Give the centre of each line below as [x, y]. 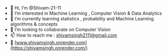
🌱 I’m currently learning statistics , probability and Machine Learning [82, 19]
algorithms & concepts [34, 24]
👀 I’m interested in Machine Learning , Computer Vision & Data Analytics [86, 13]
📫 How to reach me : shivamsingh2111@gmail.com [64, 35]
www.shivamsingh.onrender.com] [52, 43]
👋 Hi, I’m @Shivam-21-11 [35, 8]
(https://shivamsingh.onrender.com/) [49, 48]
